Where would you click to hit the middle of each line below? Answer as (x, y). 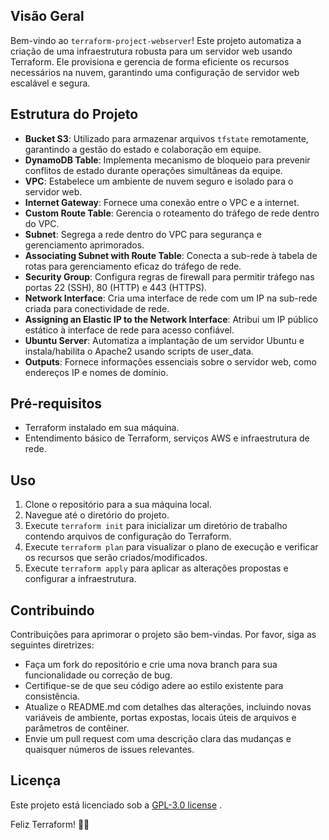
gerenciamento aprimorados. (84, 245)
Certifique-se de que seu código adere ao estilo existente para (154, 686)
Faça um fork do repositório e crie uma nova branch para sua (151, 665)
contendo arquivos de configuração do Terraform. (128, 536)
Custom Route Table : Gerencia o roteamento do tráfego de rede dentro (172, 213)
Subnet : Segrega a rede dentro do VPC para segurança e (143, 234)
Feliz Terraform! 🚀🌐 (50, 824)
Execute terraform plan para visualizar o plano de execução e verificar (171, 547)
